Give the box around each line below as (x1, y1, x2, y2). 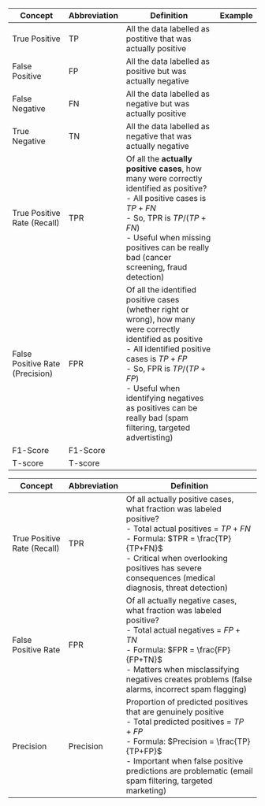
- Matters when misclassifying (125, 664, 240, 674)
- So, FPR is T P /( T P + (125, 363, 207, 373)
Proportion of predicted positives (125, 696, 248, 708)
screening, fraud (125, 262, 188, 273)
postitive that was (125, 33, 192, 44)
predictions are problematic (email (125, 766, 253, 776)
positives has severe (125, 563, 203, 574)
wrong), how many (125, 314, 196, 325)
